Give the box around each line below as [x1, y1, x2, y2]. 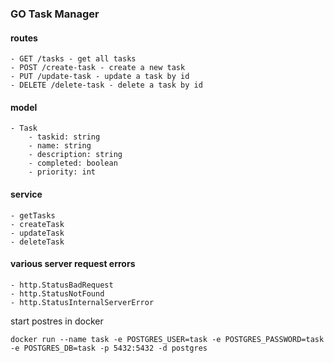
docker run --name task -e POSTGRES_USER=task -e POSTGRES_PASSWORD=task [10, 334, 325, 344]
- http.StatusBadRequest [10, 280, 114, 290]
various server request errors [10, 258, 136, 270]
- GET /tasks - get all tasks [10, 54, 137, 64]
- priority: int [28, 167, 97, 177]
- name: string [28, 141, 92, 151]
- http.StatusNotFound [10, 288, 105, 299]
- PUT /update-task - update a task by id [10, 72, 190, 82]
